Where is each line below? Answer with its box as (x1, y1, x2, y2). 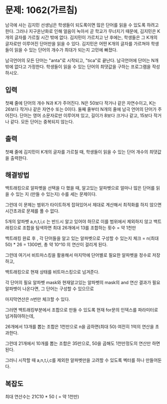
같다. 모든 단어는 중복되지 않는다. (10, 118, 74, 124)
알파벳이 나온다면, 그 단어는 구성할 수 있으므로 (5, 286, 94, 292)
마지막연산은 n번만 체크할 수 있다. (5, 297, 71, 303)
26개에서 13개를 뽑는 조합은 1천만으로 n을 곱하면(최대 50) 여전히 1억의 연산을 (5, 324, 154, 330)
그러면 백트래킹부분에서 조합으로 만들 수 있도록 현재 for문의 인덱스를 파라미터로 (5, 307, 158, 313)
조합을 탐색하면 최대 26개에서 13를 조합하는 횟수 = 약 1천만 (22, 225, 136, 231)
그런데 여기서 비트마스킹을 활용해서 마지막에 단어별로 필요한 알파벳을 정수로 (5, 252, 152, 258)
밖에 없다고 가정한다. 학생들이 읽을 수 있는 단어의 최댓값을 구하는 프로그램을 (5, 63, 151, 70)
